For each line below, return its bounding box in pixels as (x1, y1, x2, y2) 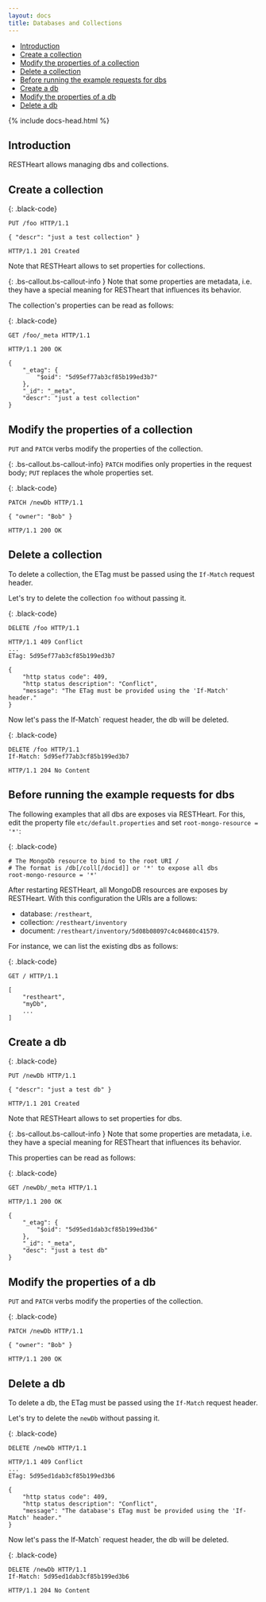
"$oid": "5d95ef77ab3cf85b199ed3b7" (37, 374, 158, 382)
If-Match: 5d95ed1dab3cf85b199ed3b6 (8, 1573, 129, 1580)
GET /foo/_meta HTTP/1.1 (8, 331, 91, 339)
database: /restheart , (19, 909, 93, 919)
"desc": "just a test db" (22, 1247, 109, 1255)
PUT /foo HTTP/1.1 (8, 220, 69, 228)
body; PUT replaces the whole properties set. (8, 468, 154, 477)
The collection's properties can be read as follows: (8, 300, 175, 311)
